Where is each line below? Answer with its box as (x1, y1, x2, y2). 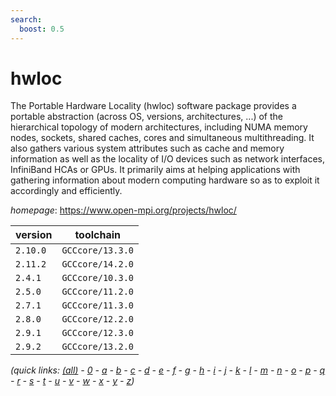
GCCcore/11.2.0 (61, 286, 134, 298)
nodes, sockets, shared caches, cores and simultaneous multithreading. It (10, 132, 315, 144)
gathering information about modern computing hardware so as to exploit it (10, 174, 320, 186)
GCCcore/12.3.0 (61, 327, 134, 339)
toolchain (74, 228, 122, 242)
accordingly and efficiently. (10, 185, 123, 197)
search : (10, 14, 43, 25)
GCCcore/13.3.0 (61, 245, 134, 256)
